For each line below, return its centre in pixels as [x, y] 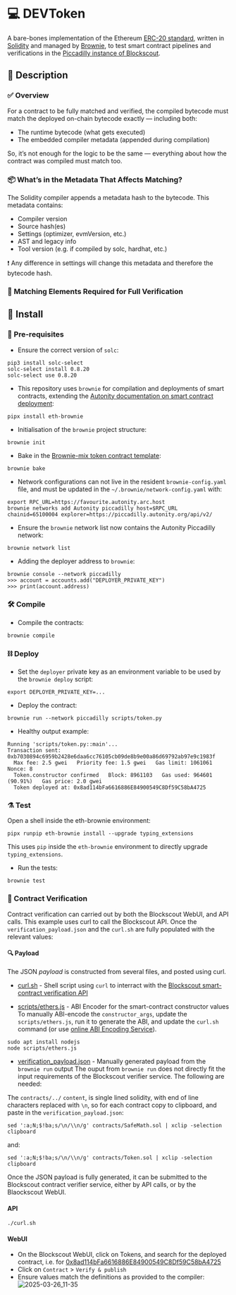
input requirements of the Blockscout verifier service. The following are [121, 1076]
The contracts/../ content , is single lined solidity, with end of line [103, 1097]
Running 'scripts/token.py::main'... [63, 744]
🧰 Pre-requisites [36, 334]
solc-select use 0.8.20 [42, 375]
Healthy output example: [53, 732]
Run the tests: [38, 868]
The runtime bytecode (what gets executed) [81, 132]
